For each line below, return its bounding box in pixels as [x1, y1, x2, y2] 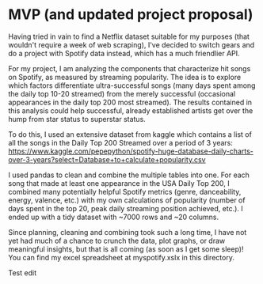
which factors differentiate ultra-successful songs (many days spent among [8, 81, 256, 90]
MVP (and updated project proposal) [8, 6, 253, 24]
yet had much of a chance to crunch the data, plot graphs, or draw [8, 236, 226, 245]
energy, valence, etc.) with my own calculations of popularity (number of [8, 195, 246, 205]
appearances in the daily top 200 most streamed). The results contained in [8, 97, 252, 107]
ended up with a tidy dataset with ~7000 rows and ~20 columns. [8, 212, 219, 222]
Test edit [8, 267, 37, 278]
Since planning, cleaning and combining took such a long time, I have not [8, 227, 247, 237]
